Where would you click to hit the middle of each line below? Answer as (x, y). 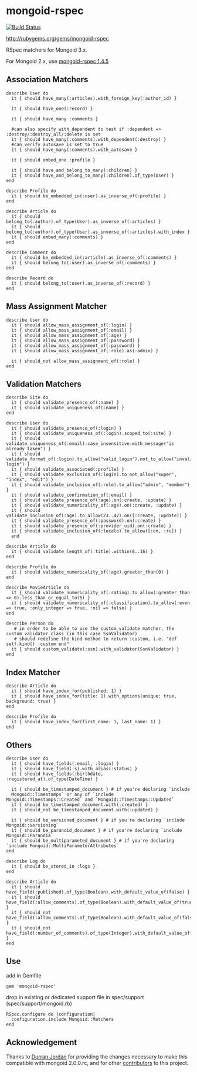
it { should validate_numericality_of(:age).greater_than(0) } (90, 572)
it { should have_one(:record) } (52, 109)
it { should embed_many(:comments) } (57, 237)
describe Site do (27, 397)
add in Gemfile (24, 975)
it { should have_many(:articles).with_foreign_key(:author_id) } (94, 98)
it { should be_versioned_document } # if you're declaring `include (98, 820)
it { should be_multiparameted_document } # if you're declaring (93, 841)
